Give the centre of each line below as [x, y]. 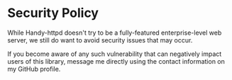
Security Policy [53, 13]
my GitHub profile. [34, 69]
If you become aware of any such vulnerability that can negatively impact [115, 54]
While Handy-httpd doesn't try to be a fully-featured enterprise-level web [115, 33]
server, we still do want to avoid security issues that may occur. [100, 40]
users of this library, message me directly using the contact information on [116, 61]
